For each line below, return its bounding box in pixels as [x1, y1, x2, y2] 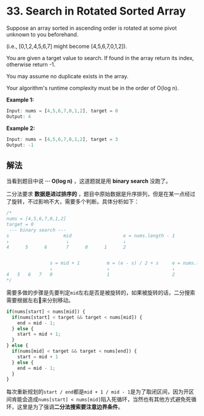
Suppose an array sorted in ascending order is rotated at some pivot [6, 24, 177, 32]
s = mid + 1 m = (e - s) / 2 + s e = [49, 260, 181, 267]
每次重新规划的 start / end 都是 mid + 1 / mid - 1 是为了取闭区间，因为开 [6, 388, 189, 395]
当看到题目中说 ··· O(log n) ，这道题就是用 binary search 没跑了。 [6, 177, 171, 185]
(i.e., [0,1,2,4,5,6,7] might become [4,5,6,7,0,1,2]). [6, 43, 127, 50]
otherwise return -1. [6, 61, 56, 68]
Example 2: [6, 124, 35, 132]
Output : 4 [6, 114, 32, 120]
